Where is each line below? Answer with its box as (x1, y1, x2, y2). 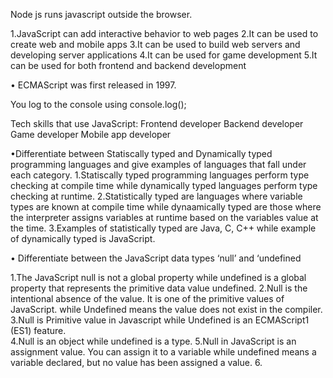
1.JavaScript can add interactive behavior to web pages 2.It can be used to (10, 28, 319, 39)
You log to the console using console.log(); (10, 99, 187, 110)
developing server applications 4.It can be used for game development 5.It (10, 49, 318, 61)
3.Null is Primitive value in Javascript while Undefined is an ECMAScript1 (10, 314, 310, 326)
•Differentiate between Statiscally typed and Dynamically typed (10, 148, 273, 159)
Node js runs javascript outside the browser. (10, 9, 193, 20)
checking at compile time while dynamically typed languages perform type (10, 180, 318, 191)
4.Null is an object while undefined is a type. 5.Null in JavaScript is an (10, 335, 297, 347)
